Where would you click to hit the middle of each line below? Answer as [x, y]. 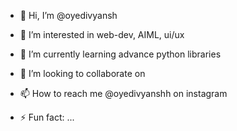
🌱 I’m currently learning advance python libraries [120, 54]
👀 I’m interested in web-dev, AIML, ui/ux [102, 34]
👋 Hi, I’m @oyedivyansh [68, 15]
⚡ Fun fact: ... [47, 117]
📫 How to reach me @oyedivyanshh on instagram [123, 93]
